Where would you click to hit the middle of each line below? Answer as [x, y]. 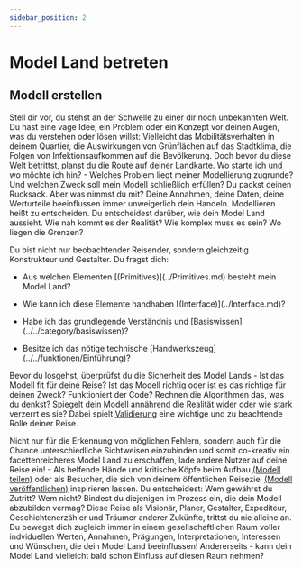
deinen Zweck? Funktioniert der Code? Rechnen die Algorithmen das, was [147, 394]
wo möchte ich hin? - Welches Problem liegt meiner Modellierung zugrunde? [151, 174]
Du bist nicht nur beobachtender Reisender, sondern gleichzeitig [129, 250]
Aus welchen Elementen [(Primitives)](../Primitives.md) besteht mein [149, 277]
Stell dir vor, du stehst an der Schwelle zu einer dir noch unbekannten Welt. [149, 117]
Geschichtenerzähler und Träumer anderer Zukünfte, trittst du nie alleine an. [151, 517]
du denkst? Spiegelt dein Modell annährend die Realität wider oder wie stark [151, 404]
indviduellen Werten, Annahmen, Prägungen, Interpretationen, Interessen [145, 536]
